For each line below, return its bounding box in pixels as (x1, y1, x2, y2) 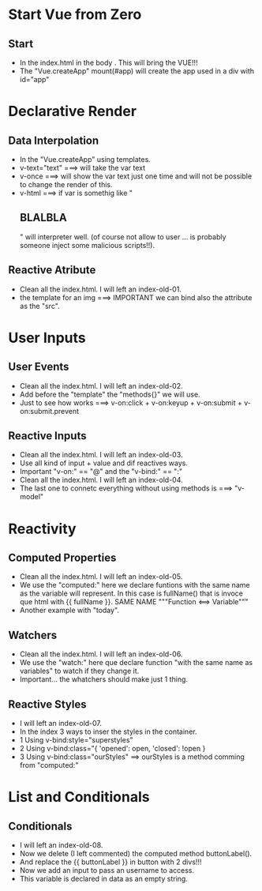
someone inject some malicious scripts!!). (19, 240, 155, 250)
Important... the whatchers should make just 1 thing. (19, 675, 188, 684)
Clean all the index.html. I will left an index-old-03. (19, 450, 183, 460)
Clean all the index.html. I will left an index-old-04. (19, 476, 183, 485)
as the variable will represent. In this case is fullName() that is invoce (19, 588, 243, 598)
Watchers (8, 628, 58, 641)
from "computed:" (19, 761, 79, 770)
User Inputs (8, 329, 86, 347)
